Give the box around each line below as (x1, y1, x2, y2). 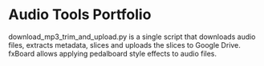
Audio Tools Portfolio (8, 6, 152, 24)
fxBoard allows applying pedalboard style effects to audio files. (8, 49, 217, 58)
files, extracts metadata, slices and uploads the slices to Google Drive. (8, 40, 241, 49)
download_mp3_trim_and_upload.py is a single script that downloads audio (8, 32, 256, 41)
